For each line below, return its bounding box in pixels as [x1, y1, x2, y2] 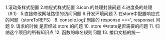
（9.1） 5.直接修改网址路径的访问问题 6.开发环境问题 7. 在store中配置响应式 [5, 10, 160, 16]
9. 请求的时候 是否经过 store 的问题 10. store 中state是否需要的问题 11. [11, 23, 154, 29]
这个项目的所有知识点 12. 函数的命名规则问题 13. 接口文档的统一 [9, 29, 140, 35]
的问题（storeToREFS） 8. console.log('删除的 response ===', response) [5, 17, 154, 22]
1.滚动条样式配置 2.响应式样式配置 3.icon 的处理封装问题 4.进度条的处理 [5, 4, 153, 10]
